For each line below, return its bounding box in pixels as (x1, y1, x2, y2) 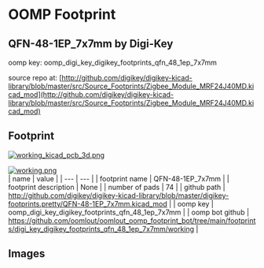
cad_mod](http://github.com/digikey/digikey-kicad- (8, 90, 174, 99)
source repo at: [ (8, 73, 62, 82)
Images (8, 247, 46, 261)
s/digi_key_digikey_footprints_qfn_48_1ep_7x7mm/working (8, 224, 195, 233)
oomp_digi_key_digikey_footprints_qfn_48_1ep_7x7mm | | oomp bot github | (8, 207, 250, 217)
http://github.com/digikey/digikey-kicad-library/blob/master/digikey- (8, 191, 229, 200)
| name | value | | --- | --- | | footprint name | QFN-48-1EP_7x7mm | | (8, 173, 230, 183)
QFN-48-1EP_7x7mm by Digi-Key (8, 37, 174, 50)
